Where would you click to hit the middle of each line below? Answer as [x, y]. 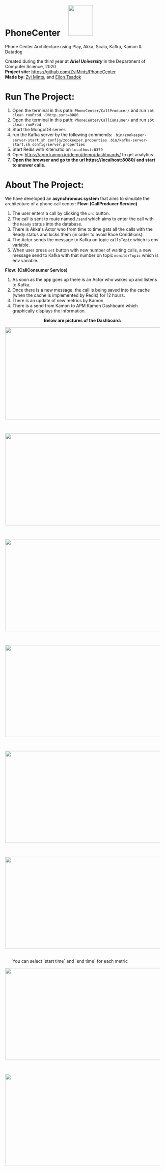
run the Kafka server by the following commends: [62, 135]
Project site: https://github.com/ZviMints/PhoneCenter [61, 72]
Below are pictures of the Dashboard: [82, 320]
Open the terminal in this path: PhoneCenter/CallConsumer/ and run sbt [83, 120]
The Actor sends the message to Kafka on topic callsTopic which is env [85, 239]
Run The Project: [40, 97]
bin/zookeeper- [131, 135]
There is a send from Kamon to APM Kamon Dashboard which [75, 306]
